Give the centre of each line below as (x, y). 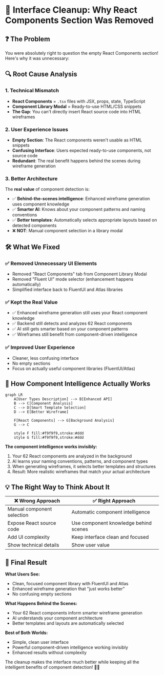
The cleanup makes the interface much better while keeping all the (72, 662)
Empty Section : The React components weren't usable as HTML (77, 140)
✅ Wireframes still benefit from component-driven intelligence (75, 334)
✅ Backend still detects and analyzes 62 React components (72, 324)
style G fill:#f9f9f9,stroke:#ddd (49, 438)
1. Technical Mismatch (32, 91)
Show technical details (33, 545)
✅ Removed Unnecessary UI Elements (51, 263)
